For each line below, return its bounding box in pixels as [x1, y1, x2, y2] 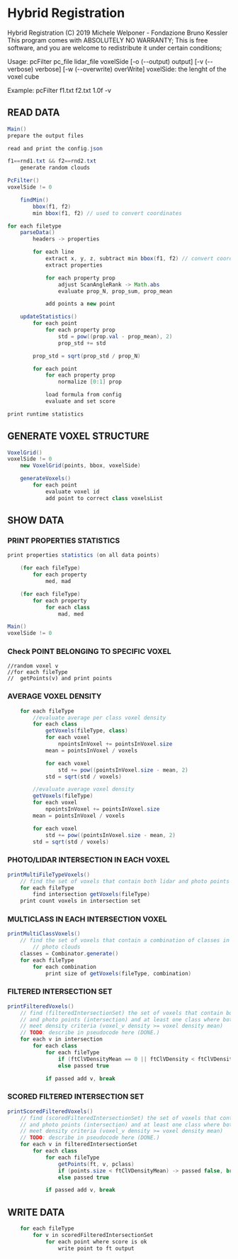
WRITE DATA [7, 1206, 65, 1218]
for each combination [33, 963, 97, 970]
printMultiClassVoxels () [7, 931, 81, 938]
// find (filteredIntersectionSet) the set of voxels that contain [20, 1009, 223, 1016]
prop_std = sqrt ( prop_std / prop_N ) [33, 353, 141, 360]
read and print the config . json [7, 145, 103, 152]
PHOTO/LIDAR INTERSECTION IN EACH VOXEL [7, 855, 170, 865]
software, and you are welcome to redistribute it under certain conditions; [7, 43, 222, 52]
